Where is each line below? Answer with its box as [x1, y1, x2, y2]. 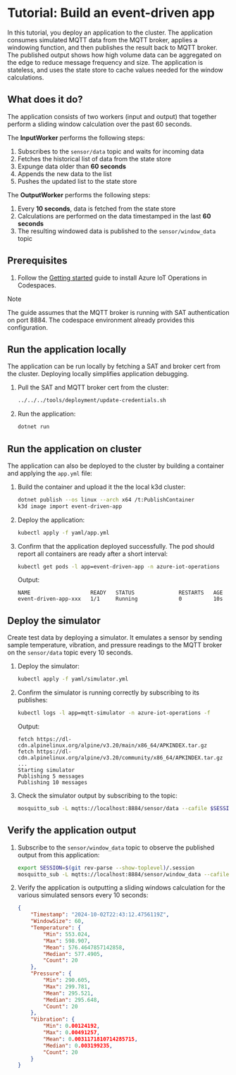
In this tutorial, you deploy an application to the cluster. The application [7, 28, 213, 37]
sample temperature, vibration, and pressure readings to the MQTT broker [7, 641, 223, 650]
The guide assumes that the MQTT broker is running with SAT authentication [7, 308, 230, 316]
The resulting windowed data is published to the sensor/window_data [17, 227, 216, 235]
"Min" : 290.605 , [43, 977, 91, 984]
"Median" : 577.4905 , [43, 950, 104, 957]
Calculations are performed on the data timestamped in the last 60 [17, 211, 211, 220]
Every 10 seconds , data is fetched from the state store [17, 204, 176, 213]
